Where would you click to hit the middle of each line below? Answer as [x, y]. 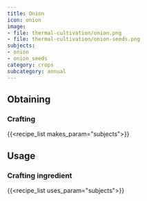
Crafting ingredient [40, 175]
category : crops [30, 65]
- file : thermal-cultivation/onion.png [65, 33]
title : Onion [26, 13]
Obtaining [29, 99]
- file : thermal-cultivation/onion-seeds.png [73, 39]
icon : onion [24, 20]
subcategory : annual [37, 71]
